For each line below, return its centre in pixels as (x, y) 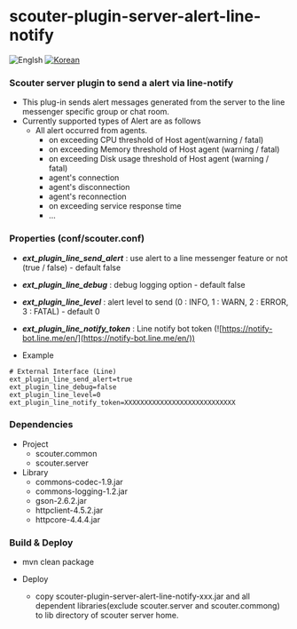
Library (35, 472)
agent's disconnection (89, 187)
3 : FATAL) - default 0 (61, 311)
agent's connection (84, 178)
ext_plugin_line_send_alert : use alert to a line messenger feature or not (155, 258)
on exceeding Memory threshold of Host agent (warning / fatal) (164, 149)
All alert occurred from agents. (91, 131)
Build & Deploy (41, 542)
